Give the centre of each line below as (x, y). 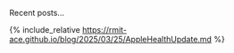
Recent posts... (37, 13)
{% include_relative (45, 30)
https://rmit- (104, 30)
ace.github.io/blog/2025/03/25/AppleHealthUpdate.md (111, 39)
